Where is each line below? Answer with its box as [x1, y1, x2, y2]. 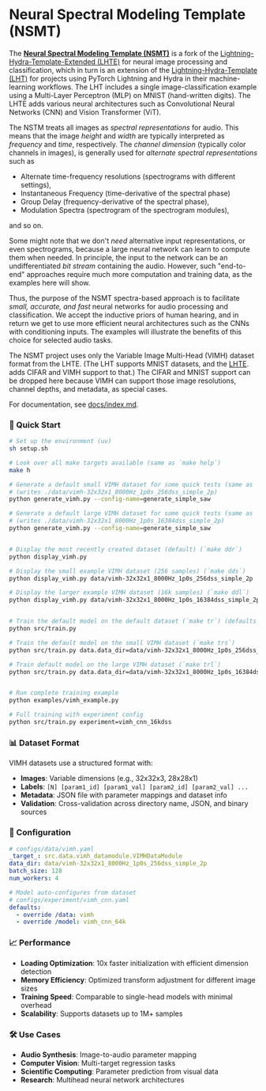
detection [20, 967, 52, 976]
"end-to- [217, 261, 247, 271]
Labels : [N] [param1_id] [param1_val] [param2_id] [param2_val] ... [20, 782, 249, 792]
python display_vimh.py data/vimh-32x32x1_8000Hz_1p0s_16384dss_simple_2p [9, 596, 260, 604]
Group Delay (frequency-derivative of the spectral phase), [20, 196, 210, 206]
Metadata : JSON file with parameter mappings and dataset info [20, 790, 227, 800]
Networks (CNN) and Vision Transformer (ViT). [9, 107, 161, 116]
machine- [208, 74, 241, 83]
